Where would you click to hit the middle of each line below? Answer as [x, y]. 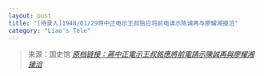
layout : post [30, 16]
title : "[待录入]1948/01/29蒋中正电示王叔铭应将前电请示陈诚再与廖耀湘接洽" [123, 23]
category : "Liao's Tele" [50, 30]
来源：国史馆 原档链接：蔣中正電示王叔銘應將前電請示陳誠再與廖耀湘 [141, 54]
